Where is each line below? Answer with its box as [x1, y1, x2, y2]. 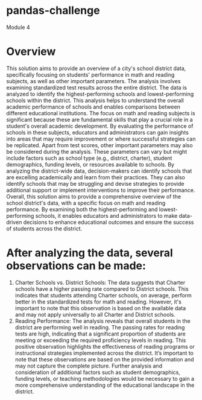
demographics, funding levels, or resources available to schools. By [6, 160, 175, 168]
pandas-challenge [6, 4, 101, 17]
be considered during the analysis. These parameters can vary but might [6, 148, 188, 155]
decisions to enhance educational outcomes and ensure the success [23, 218, 194, 226]
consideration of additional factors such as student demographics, [14, 369, 181, 376]
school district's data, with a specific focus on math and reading [6, 199, 166, 206]
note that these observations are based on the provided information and [14, 355, 194, 363]
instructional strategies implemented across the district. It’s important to [14, 349, 194, 357]
